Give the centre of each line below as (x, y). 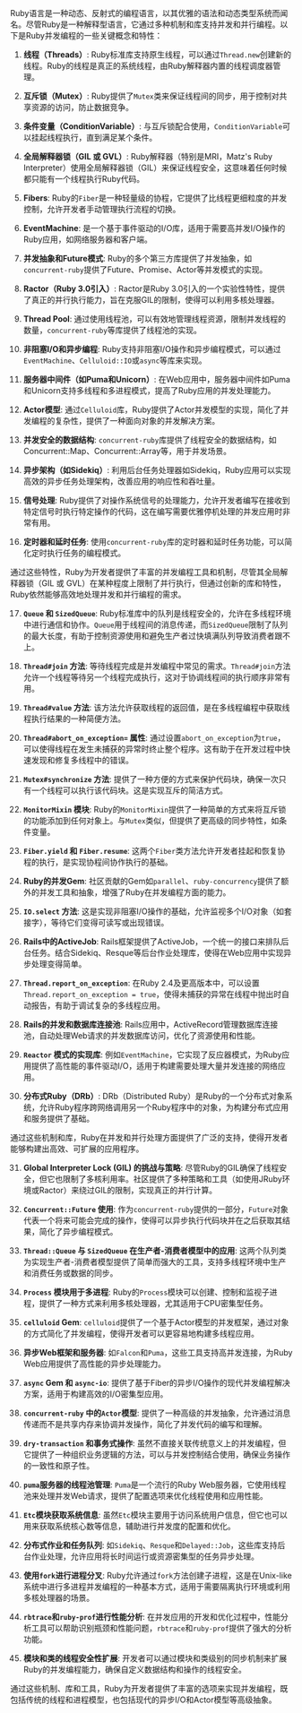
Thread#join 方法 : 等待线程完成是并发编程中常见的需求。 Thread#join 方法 (157, 666)
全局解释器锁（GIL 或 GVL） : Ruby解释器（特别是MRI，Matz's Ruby (147, 156)
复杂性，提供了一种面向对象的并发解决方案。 (137, 421)
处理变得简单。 (59, 964)
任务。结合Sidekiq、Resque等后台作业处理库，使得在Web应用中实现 (157, 953)
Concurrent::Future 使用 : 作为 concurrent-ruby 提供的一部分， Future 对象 (156, 1209)
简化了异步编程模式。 (78, 1231)
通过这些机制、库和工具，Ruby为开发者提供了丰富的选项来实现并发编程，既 (149, 1688)
